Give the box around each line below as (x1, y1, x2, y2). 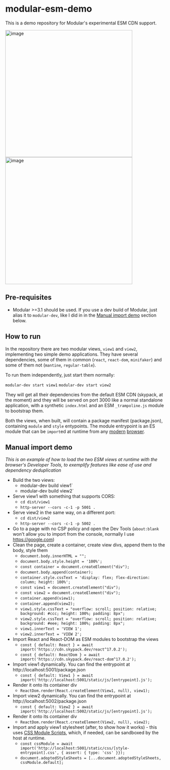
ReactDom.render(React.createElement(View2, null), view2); (20, 720, 150, 725)
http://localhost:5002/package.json (12, 698, 87, 704)
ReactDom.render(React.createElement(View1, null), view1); (20, 688, 150, 694)
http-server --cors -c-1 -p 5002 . (20, 521, 95, 527)
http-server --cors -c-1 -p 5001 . (20, 505, 95, 510)
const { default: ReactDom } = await (20, 653, 100, 658)
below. (12, 317, 27, 323)
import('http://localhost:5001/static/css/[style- (20, 746, 130, 751)
